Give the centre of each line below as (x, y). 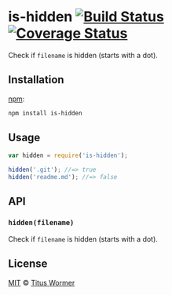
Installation (36, 80)
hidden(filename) (41, 223)
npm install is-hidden (45, 113)
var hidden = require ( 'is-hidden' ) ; (68, 156)
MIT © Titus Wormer (42, 282)
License (28, 264)
